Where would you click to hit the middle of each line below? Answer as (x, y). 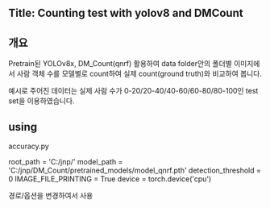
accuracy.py (29, 146)
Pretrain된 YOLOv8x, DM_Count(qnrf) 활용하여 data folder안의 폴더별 (120, 64)
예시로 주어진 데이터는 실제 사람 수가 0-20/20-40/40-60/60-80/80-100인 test (133, 91)
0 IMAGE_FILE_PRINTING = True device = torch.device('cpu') (110, 179)
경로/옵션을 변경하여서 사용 (51, 196)
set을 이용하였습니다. (42, 101)
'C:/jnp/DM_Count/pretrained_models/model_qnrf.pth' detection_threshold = (135, 171)
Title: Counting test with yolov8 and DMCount (126, 13)
